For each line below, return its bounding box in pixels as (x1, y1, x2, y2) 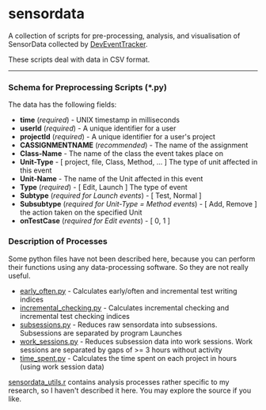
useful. (8, 271, 31, 280)
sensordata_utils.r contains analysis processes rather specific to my (8, 377, 230, 386)
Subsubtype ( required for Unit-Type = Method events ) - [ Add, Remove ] (19, 199, 257, 209)
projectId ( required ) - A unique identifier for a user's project (19, 132, 216, 142)
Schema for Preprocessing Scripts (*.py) (8, 82, 168, 93)
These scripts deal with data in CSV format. (8, 55, 150, 64)
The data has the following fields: (8, 100, 117, 109)
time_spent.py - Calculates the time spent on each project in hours (19, 353, 237, 363)
